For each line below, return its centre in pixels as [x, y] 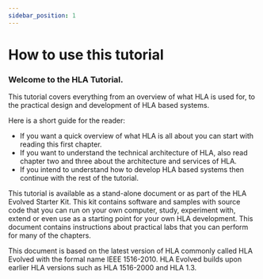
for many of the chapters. [50, 235]
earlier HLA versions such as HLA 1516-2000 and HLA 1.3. [103, 268]
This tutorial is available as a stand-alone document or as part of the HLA [128, 193]
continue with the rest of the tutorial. [79, 178]
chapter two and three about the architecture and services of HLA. [128, 161]
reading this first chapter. [61, 144]
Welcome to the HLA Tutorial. [66, 79]
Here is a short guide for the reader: [67, 120]
